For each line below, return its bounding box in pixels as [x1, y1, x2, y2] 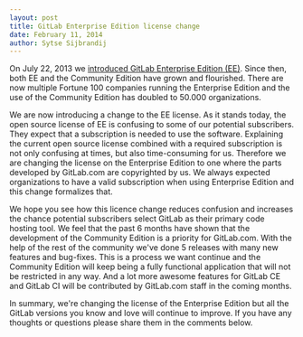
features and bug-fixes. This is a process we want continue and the [9, 252, 261, 263]
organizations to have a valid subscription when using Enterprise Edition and [9, 177, 295, 188]
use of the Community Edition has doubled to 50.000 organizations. [9, 92, 262, 103]
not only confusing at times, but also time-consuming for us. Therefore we [9, 148, 287, 159]
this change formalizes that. [9, 186, 113, 197]
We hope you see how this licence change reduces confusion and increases [9, 204, 294, 215]
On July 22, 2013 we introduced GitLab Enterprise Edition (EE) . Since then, [9, 63, 288, 74]
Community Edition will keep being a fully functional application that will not [9, 261, 291, 272]
